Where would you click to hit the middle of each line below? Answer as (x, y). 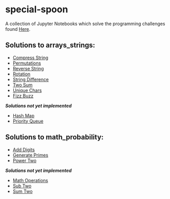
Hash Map (23, 115)
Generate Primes (30, 155)
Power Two (25, 161)
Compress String (30, 57)
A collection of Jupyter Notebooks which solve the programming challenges (85, 24)
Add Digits (23, 149)
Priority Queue (28, 121)
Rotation (21, 74)
